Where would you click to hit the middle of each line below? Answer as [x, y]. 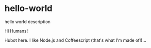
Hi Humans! [16, 31]
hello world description [27, 22]
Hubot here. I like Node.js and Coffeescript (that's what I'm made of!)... [75, 40]
